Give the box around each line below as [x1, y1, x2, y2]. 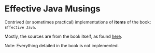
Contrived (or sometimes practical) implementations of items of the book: [4, 19, 151, 25]
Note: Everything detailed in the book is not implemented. [4, 42, 119, 48]
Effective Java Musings [4, 3, 101, 14]
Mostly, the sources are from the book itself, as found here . [4, 33, 123, 39]
